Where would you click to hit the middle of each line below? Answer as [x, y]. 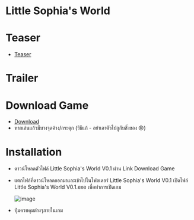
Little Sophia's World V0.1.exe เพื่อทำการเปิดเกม [68, 187]
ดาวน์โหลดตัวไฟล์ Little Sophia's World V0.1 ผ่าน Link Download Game [94, 169]
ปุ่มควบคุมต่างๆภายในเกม [39, 211]
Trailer [22, 78]
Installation [34, 152]
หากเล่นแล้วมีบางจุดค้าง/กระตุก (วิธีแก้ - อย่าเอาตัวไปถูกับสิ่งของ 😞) [80, 128]
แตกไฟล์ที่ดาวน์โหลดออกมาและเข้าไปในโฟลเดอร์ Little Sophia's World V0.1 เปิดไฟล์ [101, 180]
